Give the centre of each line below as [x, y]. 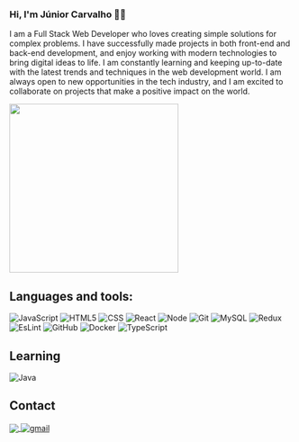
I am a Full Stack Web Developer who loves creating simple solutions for [143, 34]
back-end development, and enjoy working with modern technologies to [143, 53]
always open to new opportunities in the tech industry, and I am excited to [146, 82]
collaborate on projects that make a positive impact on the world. [130, 91]
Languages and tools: [71, 296]
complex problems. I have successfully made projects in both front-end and [150, 43]
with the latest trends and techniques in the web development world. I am [145, 72]
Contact [32, 406]
